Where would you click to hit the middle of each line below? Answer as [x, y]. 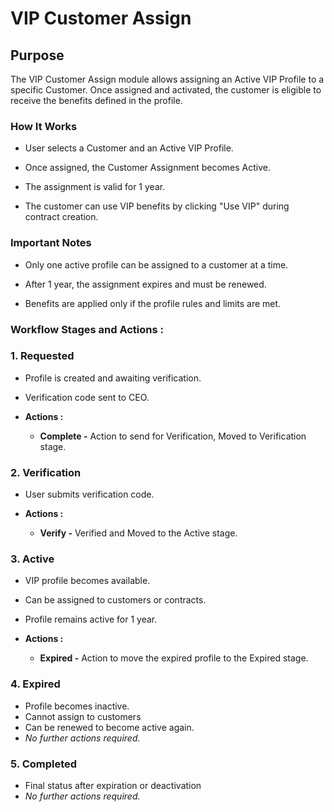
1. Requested [42, 356]
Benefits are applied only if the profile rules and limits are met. [153, 303]
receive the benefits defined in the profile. [96, 100]
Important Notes [51, 243]
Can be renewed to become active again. [109, 727]
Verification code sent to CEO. [87, 397]
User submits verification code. [89, 494]
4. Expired [35, 684]
